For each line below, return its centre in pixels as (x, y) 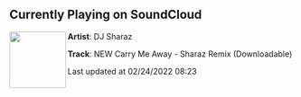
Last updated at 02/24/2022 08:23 (132, 71)
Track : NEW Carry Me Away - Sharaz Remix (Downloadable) (180, 54)
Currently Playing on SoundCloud (106, 15)
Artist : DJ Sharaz (100, 36)
